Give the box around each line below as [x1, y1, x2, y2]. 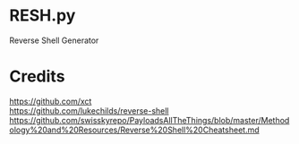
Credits [9, 66, 65, 87]
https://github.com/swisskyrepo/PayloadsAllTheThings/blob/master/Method [9, 114, 290, 125]
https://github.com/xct [9, 96, 92, 106]
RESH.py [9, 5, 76, 26]
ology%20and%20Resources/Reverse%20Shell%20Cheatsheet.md [9, 124, 260, 135]
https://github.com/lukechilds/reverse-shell [9, 105, 169, 116]
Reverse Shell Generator [9, 35, 99, 46]
